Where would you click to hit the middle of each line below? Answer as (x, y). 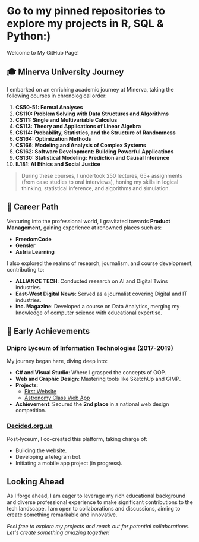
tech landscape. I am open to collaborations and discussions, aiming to (94, 509)
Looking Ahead (35, 482)
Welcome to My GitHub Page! (43, 52)
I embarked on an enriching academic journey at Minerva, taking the (90, 89)
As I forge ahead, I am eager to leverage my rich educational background (96, 496)
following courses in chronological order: (57, 96)
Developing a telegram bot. (48, 456)
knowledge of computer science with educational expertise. (89, 313)
